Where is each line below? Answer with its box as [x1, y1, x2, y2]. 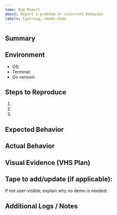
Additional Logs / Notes [5, 202, 78, 210]
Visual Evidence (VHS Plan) [5, 159, 91, 167]
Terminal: [12, 69, 31, 74]
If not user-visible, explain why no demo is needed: [5, 188, 108, 194]
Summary [5, 34, 36, 42]
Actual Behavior [5, 142, 55, 150]
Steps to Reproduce [5, 88, 67, 96]
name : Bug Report [5, 7, 40, 12]
